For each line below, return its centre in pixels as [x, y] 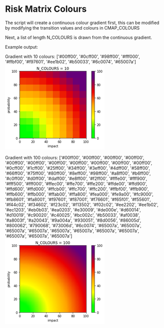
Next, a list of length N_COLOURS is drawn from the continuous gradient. [79, 37]
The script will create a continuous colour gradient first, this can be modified [82, 23]
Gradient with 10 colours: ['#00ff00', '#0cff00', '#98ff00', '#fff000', [73, 56]
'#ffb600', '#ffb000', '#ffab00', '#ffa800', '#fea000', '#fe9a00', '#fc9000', [79, 194]
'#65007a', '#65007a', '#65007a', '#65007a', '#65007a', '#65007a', [72, 231]
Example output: [22, 47]
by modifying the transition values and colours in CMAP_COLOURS [72, 28]
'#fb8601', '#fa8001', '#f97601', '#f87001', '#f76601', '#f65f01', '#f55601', [78, 199]
